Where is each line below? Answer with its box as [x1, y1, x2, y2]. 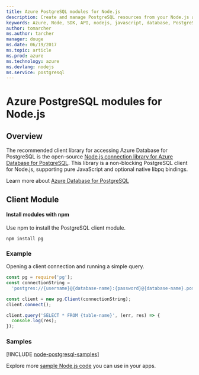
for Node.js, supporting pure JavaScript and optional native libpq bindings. [6, 166, 188, 173]
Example [6, 249, 32, 258]
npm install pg [6, 236, 44, 241]
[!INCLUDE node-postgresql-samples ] [6, 351, 99, 358]
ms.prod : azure [6, 53, 44, 59]
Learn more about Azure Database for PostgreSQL [6, 177, 129, 185]
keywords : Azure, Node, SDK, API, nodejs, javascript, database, [6, 20, 171, 26]
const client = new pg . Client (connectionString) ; [6, 296, 131, 302]
